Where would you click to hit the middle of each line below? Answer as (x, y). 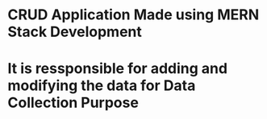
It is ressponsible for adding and (117, 69)
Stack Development (75, 32)
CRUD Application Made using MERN (133, 15)
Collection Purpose (73, 103)
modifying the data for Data (102, 86)
